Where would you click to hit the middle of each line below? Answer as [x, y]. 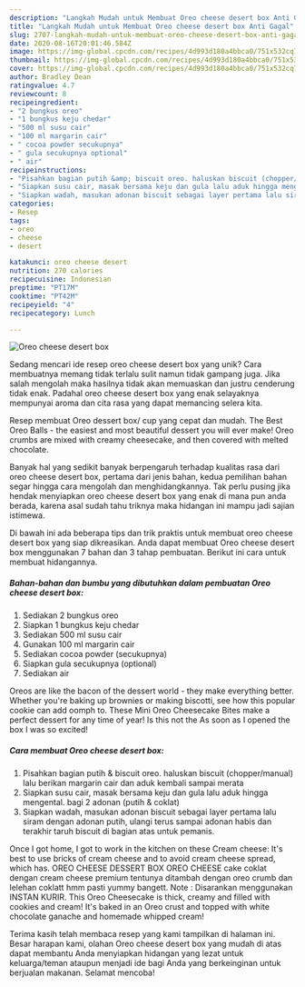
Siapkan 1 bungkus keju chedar [81, 625]
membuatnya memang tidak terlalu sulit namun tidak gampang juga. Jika [145, 374]
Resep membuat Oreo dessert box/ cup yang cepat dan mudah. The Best [146, 421]
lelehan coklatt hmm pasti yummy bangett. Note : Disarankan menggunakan [151, 888]
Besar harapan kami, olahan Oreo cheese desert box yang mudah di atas [146, 944]
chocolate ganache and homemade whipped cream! [107, 917]
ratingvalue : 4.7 [42, 85]
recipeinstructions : [49, 170]
